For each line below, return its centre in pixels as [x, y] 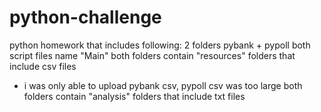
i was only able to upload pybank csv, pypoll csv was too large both [163, 85]
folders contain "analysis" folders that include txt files [134, 96]
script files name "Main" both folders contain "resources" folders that [152, 55]
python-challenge [85, 17]
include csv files [43, 66]
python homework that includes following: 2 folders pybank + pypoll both [160, 45]
